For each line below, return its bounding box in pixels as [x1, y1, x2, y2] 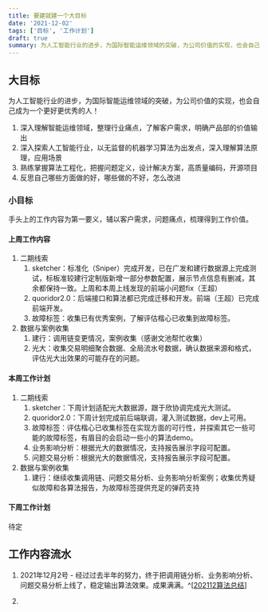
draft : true [8, 34, 48, 42]
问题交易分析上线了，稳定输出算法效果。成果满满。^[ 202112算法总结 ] [19, 580, 247, 590]
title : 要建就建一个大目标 [8, 11, 88, 20]
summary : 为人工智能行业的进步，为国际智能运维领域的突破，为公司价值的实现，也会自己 [8, 42, 261, 50]
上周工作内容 [8, 234, 50, 244]
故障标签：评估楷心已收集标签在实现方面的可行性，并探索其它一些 [31, 422, 249, 432]
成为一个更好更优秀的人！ [14, 106, 100, 115]
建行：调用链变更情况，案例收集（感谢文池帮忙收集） [31, 334, 207, 343]
